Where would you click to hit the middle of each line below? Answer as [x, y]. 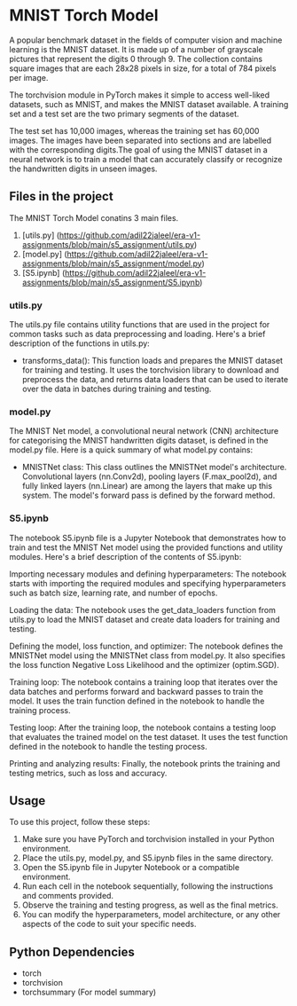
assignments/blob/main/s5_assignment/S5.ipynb [111, 282]
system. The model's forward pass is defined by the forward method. [148, 495]
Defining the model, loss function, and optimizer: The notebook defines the [146, 646]
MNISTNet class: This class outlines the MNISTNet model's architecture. [154, 468]
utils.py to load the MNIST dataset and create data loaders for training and [145, 619]
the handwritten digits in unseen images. [83, 169]
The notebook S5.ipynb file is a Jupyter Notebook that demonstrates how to [148, 538]
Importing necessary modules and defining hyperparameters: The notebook [148, 574]
